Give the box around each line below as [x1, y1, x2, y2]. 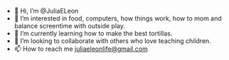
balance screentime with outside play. [14, 22, 126, 30]
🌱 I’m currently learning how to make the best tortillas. [14, 29, 173, 37]
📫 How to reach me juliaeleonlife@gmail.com [14, 44, 148, 53]
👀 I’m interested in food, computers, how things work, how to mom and [14, 14, 222, 23]
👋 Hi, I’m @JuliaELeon [14, 7, 79, 15]
